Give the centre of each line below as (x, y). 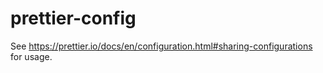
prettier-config (73, 18)
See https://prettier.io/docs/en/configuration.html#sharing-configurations (161, 46)
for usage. (31, 56)
